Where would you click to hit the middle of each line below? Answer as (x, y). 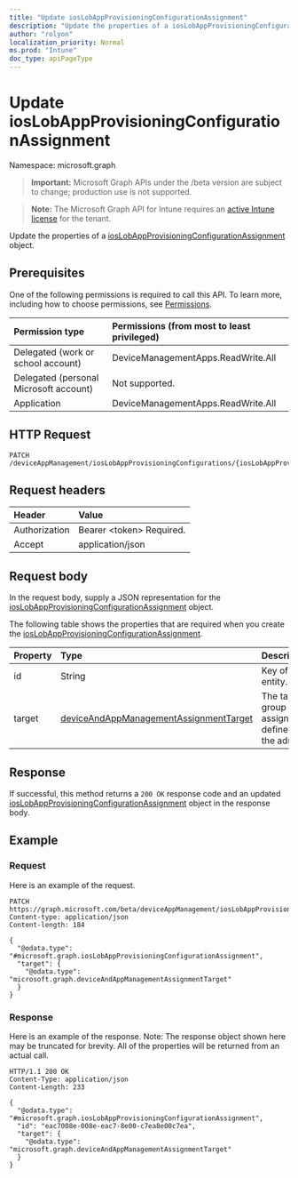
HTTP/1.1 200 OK (39, 1071)
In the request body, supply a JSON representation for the (115, 597)
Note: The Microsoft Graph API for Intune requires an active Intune (153, 209)
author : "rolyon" (41, 34)
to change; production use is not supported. (111, 191)
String (73, 677)
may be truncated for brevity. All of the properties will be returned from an (145, 1046)
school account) (47, 363)
